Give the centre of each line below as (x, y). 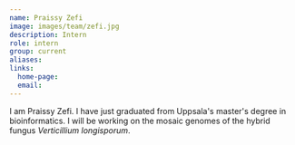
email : (30, 85)
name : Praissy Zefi (46, 18)
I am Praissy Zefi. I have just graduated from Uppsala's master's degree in (148, 111)
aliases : (26, 60)
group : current (38, 52)
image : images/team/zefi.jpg (64, 26)
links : (22, 69)
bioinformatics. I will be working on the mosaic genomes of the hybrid (140, 121)
